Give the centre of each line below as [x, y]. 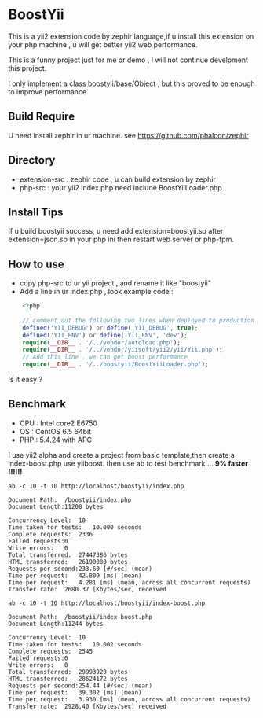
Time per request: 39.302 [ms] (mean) [75, 692]
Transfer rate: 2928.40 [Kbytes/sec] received [88, 706]
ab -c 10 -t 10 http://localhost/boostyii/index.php [96, 486]
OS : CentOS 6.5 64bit [55, 431]
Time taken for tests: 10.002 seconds [75, 644]
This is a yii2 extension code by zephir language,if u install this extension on [131, 36]
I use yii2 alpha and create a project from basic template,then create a [122, 455]
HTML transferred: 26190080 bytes [68, 562]
